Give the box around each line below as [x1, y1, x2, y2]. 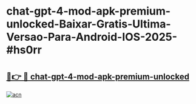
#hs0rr [6, 43, 42, 57]
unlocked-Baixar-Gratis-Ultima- [6, 17, 171, 31]
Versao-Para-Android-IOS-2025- [6, 30, 178, 44]
